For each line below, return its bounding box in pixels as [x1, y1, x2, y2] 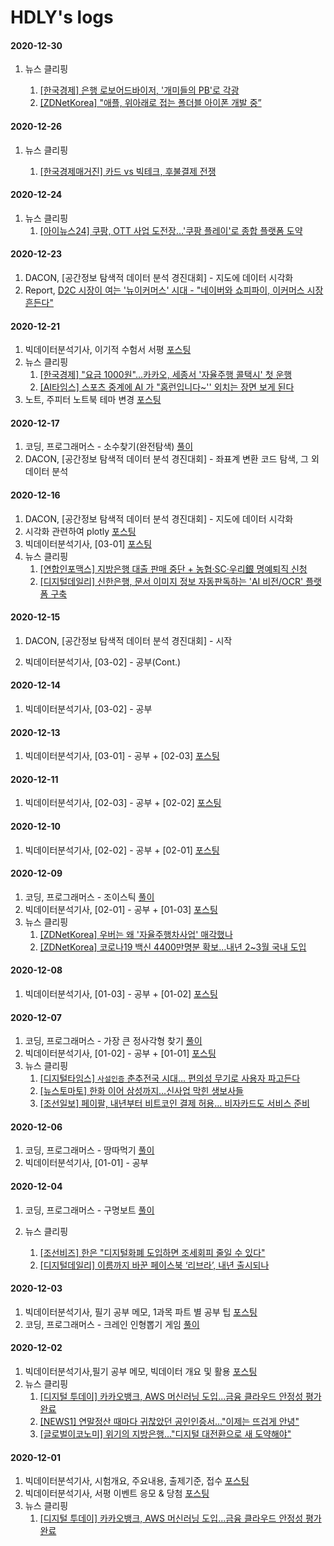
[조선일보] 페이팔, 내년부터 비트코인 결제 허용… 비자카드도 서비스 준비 [39, 1097, 310, 1110]
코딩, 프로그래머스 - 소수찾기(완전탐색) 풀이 [24, 441, 194, 453]
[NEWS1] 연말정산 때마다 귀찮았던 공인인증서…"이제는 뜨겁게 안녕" [39, 1416, 300, 1428]
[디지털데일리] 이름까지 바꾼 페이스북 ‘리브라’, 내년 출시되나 [39, 1259, 270, 1271]
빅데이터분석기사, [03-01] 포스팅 [24, 537, 153, 550]
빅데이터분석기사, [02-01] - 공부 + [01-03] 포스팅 [24, 903, 218, 915]
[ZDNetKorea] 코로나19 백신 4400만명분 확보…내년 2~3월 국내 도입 [39, 941, 307, 953]
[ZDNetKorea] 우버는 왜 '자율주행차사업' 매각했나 [39, 928, 233, 940]
